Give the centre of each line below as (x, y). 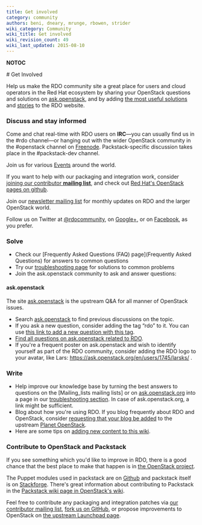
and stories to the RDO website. (46, 105)
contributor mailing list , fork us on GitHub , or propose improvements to (94, 509)
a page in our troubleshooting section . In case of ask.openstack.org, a (102, 399)
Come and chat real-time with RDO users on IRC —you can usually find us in (100, 134)
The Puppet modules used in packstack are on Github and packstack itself (99, 478)
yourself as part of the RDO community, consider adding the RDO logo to (106, 351)
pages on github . (27, 189)
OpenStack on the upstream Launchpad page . (64, 515)
